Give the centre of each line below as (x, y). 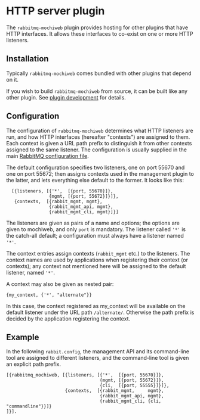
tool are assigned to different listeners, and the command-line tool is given (98, 358)
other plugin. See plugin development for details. (66, 97)
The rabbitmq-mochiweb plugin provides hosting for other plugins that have (97, 27)
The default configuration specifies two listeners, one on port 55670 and (96, 167)
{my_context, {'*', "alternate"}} (49, 295)
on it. (13, 79)
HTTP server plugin (56, 11)
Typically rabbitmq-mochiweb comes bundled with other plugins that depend (99, 73)
